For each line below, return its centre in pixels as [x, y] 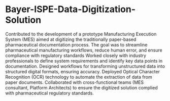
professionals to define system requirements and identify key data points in [84, 61]
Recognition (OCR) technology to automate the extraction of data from [79, 77]
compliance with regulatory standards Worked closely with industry [76, 55]
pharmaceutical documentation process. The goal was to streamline [76, 44]
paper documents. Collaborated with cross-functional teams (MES [74, 82]
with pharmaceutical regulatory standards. [49, 93]
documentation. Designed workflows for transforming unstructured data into [85, 66]
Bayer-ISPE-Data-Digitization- [71, 9]
